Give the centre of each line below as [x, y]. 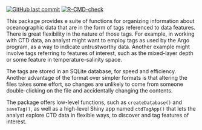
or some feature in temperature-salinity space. [64, 60]
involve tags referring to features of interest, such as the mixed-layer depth [100, 53]
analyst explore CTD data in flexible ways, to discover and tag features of [98, 115]
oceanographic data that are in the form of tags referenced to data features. [101, 28]
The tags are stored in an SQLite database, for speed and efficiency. [91, 71]
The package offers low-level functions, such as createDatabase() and [94, 102]
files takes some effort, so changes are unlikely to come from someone [95, 84]
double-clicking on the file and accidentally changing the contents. [90, 90]
